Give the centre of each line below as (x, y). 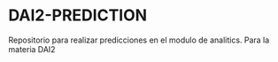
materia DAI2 (32, 49)
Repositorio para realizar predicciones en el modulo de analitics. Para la (139, 40)
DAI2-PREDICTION (78, 15)
